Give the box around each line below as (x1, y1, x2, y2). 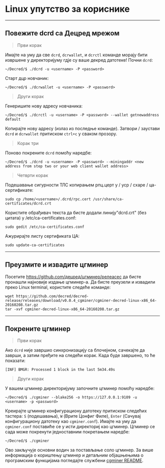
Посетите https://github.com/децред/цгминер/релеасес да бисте (5, 274, 141, 280)
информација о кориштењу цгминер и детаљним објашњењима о (5, 452, 144, 458)
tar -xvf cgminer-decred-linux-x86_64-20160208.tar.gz (5, 307, 120, 312)
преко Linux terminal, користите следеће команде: (5, 284, 111, 290)
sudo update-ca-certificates (5, 243, 65, 248)
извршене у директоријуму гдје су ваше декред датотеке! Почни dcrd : (5, 57, 153, 63)
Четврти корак (17, 172, 48, 178)
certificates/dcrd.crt (5, 201, 52, 206)
